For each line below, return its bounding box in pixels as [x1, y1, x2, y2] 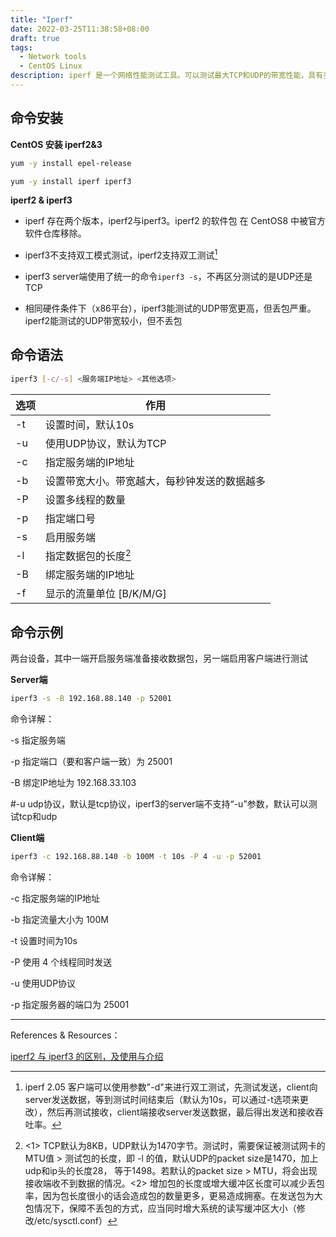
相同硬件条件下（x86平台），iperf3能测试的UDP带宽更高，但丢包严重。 [24, 302, 317, 315]
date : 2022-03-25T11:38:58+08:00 [10, 24, 150, 34]
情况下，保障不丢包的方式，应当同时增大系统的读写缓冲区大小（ [33, 1202, 297, 1214]
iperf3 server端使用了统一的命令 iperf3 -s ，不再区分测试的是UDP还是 [24, 271, 313, 283]
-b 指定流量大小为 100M [10, 913, 109, 925]
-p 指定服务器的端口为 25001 [10, 998, 130, 1010]
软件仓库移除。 [24, 227, 87, 240]
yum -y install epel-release [10, 158, 132, 168]
